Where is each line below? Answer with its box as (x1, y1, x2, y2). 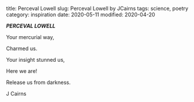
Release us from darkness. (6, 79, 71, 86)
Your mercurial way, (6, 34, 55, 40)
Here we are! (6, 68, 38, 75)
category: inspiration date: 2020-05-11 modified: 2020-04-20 (6, 11, 156, 18)
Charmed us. (6, 45, 38, 52)
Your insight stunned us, (6, 57, 65, 63)
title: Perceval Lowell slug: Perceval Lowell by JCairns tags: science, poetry (6, 5, 189, 12)
